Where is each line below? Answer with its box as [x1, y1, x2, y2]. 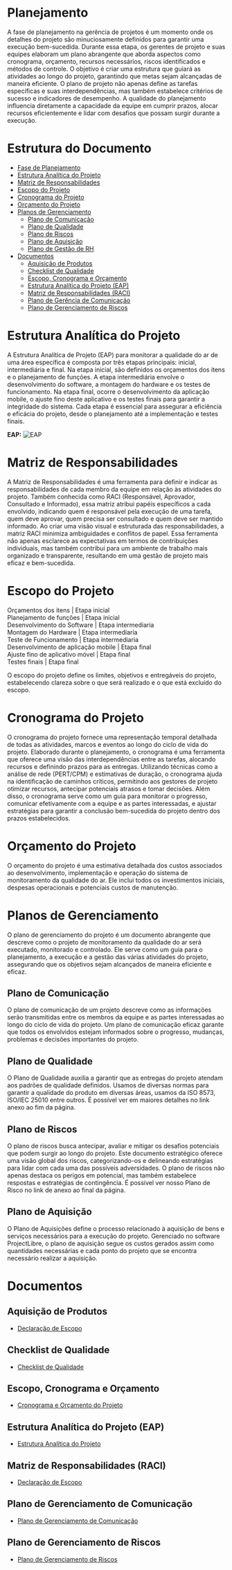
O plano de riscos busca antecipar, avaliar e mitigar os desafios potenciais [7, 1141, 220, 1150]
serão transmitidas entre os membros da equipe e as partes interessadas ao [7, 1013, 224, 1021]
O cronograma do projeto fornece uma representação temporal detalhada [7, 733, 217, 741]
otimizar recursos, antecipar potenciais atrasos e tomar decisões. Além [7, 784, 211, 793]
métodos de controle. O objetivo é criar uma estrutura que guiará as [7, 64, 201, 73]
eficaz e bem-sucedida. [7, 558, 75, 567]
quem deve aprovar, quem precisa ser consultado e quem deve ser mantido [7, 515, 224, 523]
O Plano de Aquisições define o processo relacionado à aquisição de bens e [7, 1224, 225, 1232]
